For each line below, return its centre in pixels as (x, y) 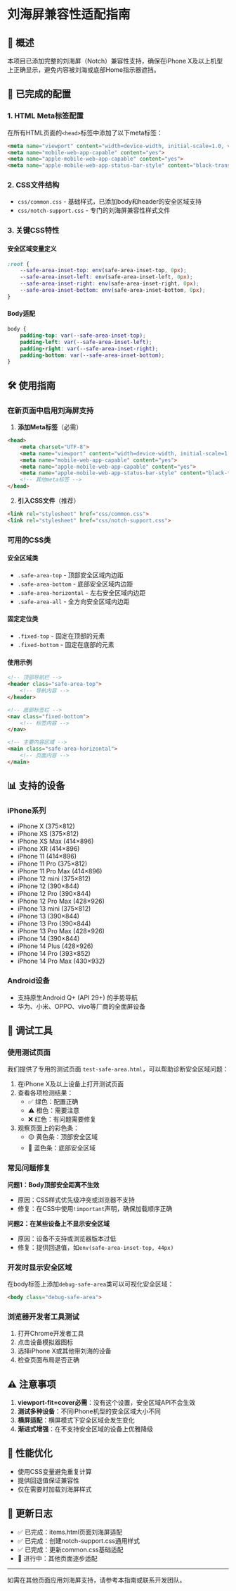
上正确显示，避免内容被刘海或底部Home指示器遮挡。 (84, 70)
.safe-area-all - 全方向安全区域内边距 (73, 601)
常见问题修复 (29, 1168)
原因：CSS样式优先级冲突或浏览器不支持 (76, 1200)
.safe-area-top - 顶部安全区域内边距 (71, 575)
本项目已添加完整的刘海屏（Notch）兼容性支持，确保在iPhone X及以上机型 (115, 61)
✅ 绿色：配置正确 (53, 1102)
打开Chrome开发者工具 (51, 1334)
